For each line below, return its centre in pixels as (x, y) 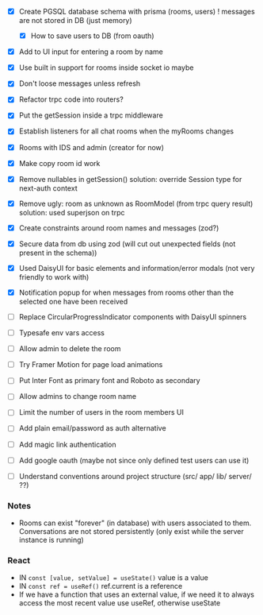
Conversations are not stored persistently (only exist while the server (131, 531)
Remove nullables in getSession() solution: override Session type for (130, 179)
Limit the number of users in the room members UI (101, 412)
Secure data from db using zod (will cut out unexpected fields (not (127, 244)
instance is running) (51, 540)
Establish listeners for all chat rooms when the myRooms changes (126, 131)
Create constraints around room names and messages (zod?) (119, 228)
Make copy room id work (59, 163)
